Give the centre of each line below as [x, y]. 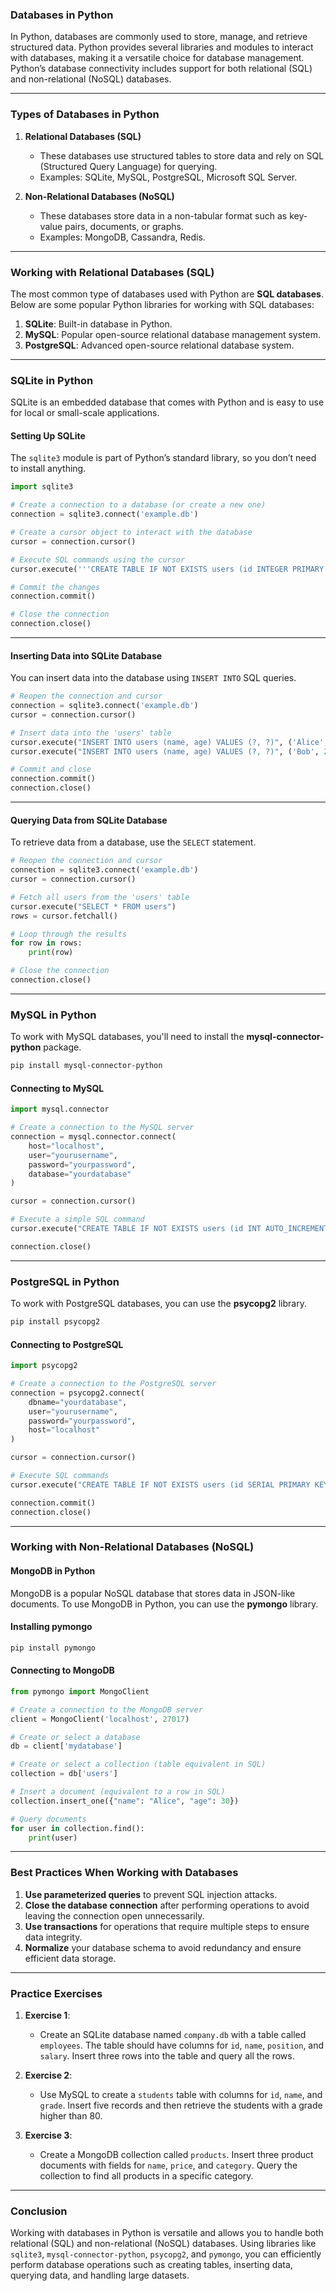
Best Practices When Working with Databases [124, 1873]
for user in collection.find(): [77, 1828]
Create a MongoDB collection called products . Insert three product [176, 2155]
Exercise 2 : [48, 2075]
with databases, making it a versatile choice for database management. [157, 58]
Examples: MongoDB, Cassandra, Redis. [122, 237]
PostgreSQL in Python [65, 1281]
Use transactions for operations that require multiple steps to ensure [167, 1926]
